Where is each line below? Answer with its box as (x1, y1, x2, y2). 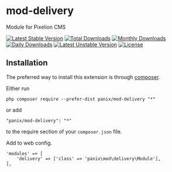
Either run (6, 85, 30, 92)
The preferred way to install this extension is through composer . (6, 73, 160, 80)
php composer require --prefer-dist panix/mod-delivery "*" (6, 96, 156, 102)
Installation (6, 58, 48, 68)
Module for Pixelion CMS (6, 23, 66, 30)
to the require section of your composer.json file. (6, 128, 122, 135)
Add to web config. (6, 139, 53, 146)
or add (6, 106, 22, 113)
